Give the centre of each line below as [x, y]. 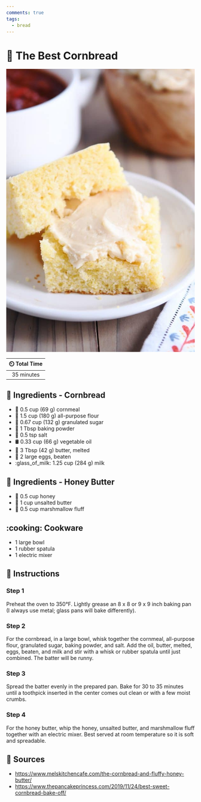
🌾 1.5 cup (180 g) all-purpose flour [57, 416]
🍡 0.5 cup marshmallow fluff [50, 509]
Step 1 [15, 591]
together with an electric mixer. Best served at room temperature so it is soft [100, 734]
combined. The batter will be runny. [50, 658]
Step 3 [16, 673]
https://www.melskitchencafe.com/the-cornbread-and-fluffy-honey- [99, 774]
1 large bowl [30, 542]
